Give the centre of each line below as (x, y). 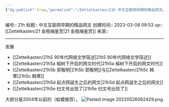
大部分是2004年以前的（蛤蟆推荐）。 (43, 99)
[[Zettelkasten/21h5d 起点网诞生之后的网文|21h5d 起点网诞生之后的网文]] (88, 82)
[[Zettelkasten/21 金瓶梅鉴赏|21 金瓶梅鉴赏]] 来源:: (57, 31)
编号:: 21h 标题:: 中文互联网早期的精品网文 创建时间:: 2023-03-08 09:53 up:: (84, 25)
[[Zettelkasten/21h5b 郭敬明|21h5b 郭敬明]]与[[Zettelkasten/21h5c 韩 (83, 70)
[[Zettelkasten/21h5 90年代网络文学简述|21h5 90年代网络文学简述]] (82, 57)
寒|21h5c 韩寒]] (28, 76)
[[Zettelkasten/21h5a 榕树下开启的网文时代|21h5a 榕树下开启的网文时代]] (88, 63)
